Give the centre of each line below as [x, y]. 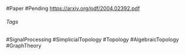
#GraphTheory [24, 46]
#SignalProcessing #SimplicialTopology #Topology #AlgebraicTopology [92, 39]
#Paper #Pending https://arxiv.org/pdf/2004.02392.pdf [73, 8]
